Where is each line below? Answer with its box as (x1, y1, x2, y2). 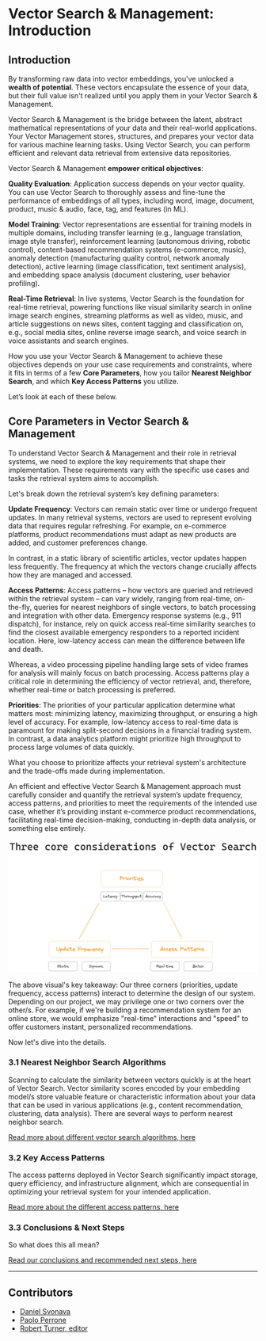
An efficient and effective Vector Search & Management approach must (8, 781, 241, 791)
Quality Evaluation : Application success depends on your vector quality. (8, 179, 245, 189)
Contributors (8, 1286, 74, 1299)
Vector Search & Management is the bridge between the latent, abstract (8, 115, 243, 124)
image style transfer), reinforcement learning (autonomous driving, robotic (8, 237, 251, 246)
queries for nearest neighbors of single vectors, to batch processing (33, 602, 256, 611)
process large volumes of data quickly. (8, 742, 135, 752)
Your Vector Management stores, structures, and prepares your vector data (8, 131, 254, 141)
